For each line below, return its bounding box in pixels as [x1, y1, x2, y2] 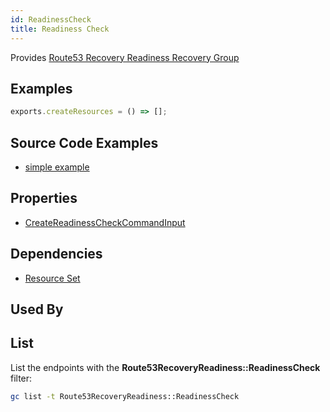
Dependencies [10, 246, 103, 263]
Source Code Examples [10, 134, 159, 151]
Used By [10, 301, 64, 318]
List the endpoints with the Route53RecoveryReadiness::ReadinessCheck [10, 361, 321, 373]
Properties [10, 190, 78, 207]
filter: [10, 372, 33, 384]
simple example [24, 161, 90, 173]
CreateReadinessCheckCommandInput [24, 216, 186, 228]
